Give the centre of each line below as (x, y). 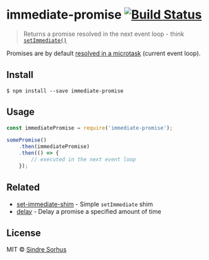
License (24, 233)
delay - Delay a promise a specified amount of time (89, 211)
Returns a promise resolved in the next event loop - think (104, 34)
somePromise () (27, 140)
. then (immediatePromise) (54, 147)
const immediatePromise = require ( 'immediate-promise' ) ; (90, 128)
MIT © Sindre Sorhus (36, 250)
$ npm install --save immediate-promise (65, 91)
